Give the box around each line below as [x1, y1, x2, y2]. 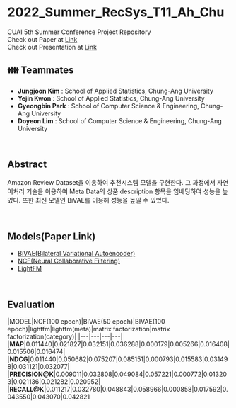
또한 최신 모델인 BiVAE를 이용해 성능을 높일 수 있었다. [22, 195, 170, 204]
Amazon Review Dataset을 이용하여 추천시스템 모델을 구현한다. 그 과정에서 [7, 178, 216, 186]
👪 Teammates [7, 64, 74, 76]
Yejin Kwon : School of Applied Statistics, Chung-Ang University [17, 93, 205, 103]
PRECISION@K [9, 370, 54, 379]
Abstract [7, 159, 47, 171]
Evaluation [7, 298, 55, 310]
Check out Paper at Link [7, 35, 78, 43]
